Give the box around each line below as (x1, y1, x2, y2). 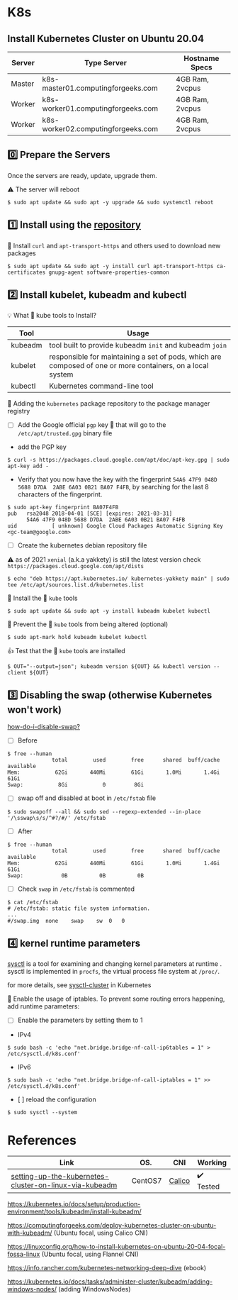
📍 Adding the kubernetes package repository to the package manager (7, 399, 210, 408)
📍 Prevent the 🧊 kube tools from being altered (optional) (7, 620, 169, 628)
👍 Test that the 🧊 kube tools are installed (7, 646, 125, 655)
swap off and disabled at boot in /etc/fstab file (17, 794, 157, 802)
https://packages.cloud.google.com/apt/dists (7, 562, 144, 570)
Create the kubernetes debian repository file (17, 540, 147, 550)
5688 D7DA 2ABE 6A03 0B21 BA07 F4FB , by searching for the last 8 (17, 482, 209, 491)
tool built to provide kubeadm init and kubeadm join (49, 340, 227, 350)
